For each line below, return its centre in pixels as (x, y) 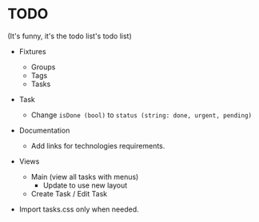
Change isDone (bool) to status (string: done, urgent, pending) (141, 115)
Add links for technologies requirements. (98, 145)
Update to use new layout (85, 185)
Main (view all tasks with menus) (85, 176)
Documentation (44, 130)
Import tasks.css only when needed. (79, 209)
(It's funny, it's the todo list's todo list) (70, 36)
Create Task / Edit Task (69, 193)
